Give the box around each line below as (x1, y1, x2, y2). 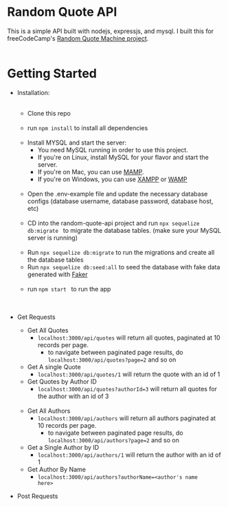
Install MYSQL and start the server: (27, 138, 127, 147)
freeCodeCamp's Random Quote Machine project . (7, 34, 149, 42)
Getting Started (7, 66, 98, 81)
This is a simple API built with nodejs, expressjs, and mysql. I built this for (7, 27, 214, 35)
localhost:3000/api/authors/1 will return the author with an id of (37, 451, 221, 459)
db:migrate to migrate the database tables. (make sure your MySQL (27, 226, 222, 234)
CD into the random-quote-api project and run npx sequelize (27, 218, 200, 227)
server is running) (27, 234, 78, 242)
